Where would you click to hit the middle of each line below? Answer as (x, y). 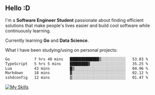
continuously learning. (28, 31)
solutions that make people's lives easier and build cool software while (78, 25)
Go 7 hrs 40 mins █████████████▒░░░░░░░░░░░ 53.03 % (77, 59)
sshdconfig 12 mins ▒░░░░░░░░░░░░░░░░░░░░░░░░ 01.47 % (77, 78)
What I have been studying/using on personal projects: (62, 50)
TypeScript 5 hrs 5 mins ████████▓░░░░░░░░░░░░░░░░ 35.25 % (77, 64)
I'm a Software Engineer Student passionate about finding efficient (75, 20)
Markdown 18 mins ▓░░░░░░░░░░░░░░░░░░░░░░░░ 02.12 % (77, 73)
